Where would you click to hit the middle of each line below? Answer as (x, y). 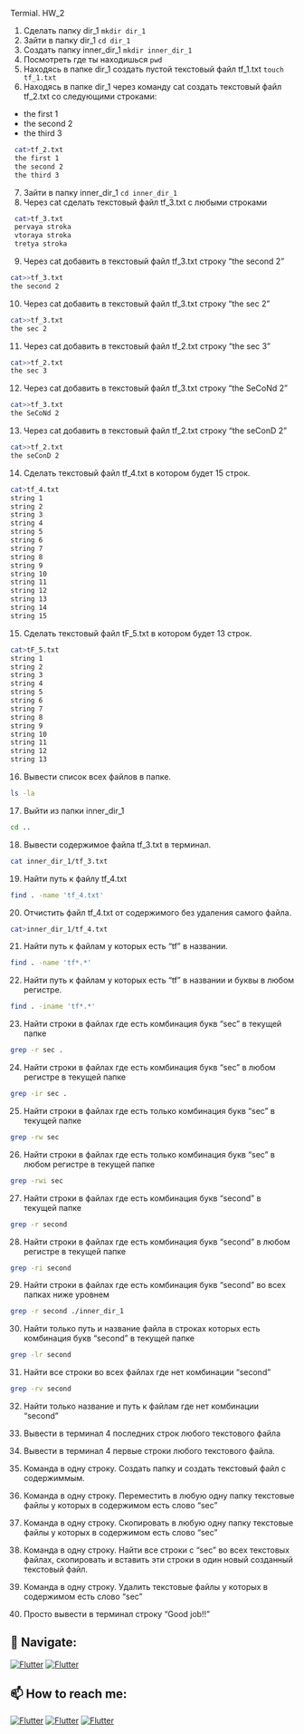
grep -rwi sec (37, 1181)
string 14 (29, 607)
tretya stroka (41, 244)
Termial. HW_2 (38, 13)
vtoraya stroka (43, 236)
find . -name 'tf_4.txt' (57, 895)
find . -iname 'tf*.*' (53, 1007)
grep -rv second (41, 1389)
